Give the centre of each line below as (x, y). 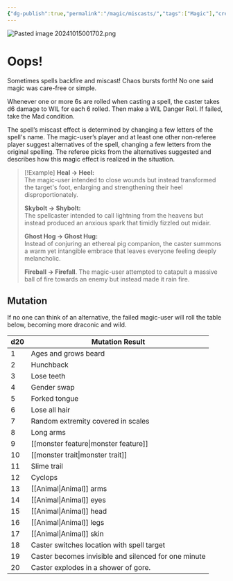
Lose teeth (48, 376)
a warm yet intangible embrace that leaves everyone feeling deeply (120, 251)
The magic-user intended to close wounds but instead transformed (120, 180)
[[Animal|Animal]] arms (69, 489)
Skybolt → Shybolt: (52, 208)
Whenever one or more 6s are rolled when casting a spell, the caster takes (113, 101)
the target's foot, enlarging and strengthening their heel (103, 187)
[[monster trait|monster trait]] (79, 455)
